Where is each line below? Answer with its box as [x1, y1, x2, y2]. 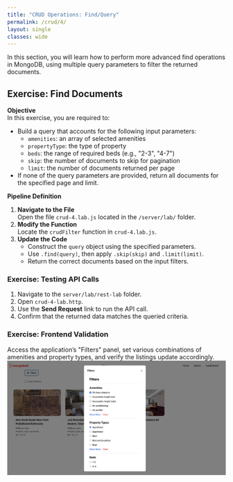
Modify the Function [17, 221, 78, 229]
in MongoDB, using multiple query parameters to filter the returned [7, 60, 198, 69]
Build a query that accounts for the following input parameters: [17, 127, 196, 135]
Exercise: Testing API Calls [7, 274, 99, 284]
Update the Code [17, 235, 68, 243]
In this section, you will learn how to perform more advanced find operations [7, 53, 225, 62]
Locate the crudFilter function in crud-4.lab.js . [17, 227, 157, 236]
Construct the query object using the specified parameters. [27, 243, 196, 251]
